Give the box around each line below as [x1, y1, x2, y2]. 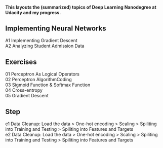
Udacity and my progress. [5, 9, 61, 15]
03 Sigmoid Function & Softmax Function [5, 82, 91, 88]
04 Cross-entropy [5, 87, 43, 93]
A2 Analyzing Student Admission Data [5, 43, 85, 49]
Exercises [5, 57, 37, 66]
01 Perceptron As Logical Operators [5, 71, 80, 77]
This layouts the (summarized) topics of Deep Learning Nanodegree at [5, 4, 157, 10]
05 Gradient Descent [5, 93, 49, 99]
